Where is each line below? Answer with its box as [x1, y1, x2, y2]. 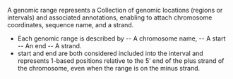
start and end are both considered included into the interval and [17, 49, 203, 57]
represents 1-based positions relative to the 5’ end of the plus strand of [17, 57, 225, 65]
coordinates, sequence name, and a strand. [7, 21, 134, 29]
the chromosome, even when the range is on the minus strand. [17, 64, 201, 72]
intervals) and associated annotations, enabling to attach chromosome [7, 13, 213, 22]
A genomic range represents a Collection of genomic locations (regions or [7, 6, 223, 14]
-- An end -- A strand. [17, 42, 82, 50]
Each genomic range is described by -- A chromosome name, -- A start [17, 34, 226, 43]
